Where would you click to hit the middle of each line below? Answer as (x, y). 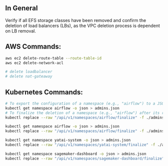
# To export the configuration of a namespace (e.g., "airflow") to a (80, 103)
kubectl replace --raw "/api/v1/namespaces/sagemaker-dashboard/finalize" (85, 158)
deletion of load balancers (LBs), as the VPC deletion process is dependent (82, 25)
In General (21, 8)
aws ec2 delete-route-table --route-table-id (53, 58)
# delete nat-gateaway (29, 76)
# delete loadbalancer (29, 72)
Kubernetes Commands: (44, 92)
